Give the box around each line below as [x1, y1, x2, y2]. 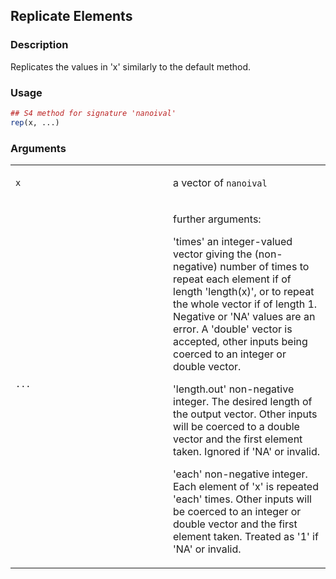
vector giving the [173, 247, 253, 261]
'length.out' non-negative [173, 382, 295, 396]
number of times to [219, 260, 310, 274]
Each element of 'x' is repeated [173, 480, 319, 494]
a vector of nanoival [173, 176, 268, 190]
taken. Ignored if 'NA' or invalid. [173, 445, 320, 459]
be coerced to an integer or [173, 505, 302, 519]
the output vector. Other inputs [173, 407, 318, 421]
